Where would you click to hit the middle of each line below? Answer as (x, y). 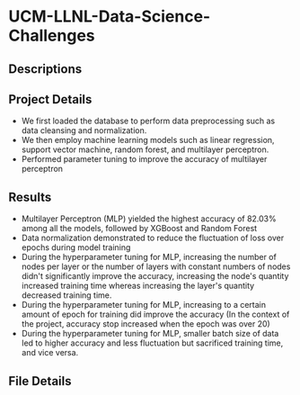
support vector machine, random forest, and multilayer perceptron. (145, 149)
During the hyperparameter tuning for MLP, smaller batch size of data (150, 334)
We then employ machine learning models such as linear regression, (148, 140)
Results (30, 197)
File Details (40, 381)
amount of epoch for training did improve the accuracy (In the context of (155, 314)
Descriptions (45, 69)
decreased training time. (66, 295)
